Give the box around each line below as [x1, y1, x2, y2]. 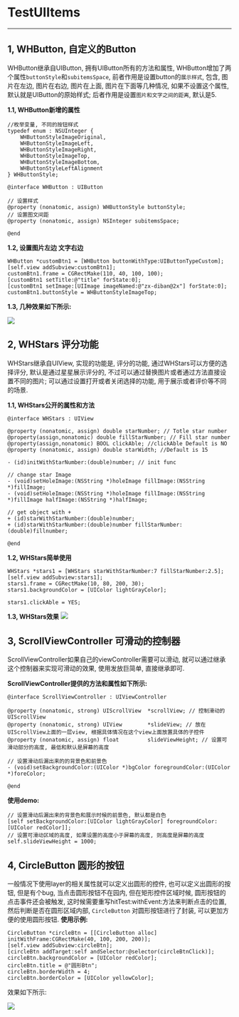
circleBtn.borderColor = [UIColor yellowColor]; [7, 975, 154, 982]
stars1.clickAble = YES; [7, 599, 81, 606]
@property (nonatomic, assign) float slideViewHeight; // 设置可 [7, 737, 228, 744]
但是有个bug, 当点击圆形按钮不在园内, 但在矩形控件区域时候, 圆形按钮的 [16, 889, 226, 897]
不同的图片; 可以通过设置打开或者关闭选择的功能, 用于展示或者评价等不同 [13, 376, 227, 385]
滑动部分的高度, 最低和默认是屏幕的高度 [7, 744, 110, 752]
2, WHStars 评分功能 [7, 338, 100, 350]
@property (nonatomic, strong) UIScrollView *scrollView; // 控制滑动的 [7, 707, 225, 714]
